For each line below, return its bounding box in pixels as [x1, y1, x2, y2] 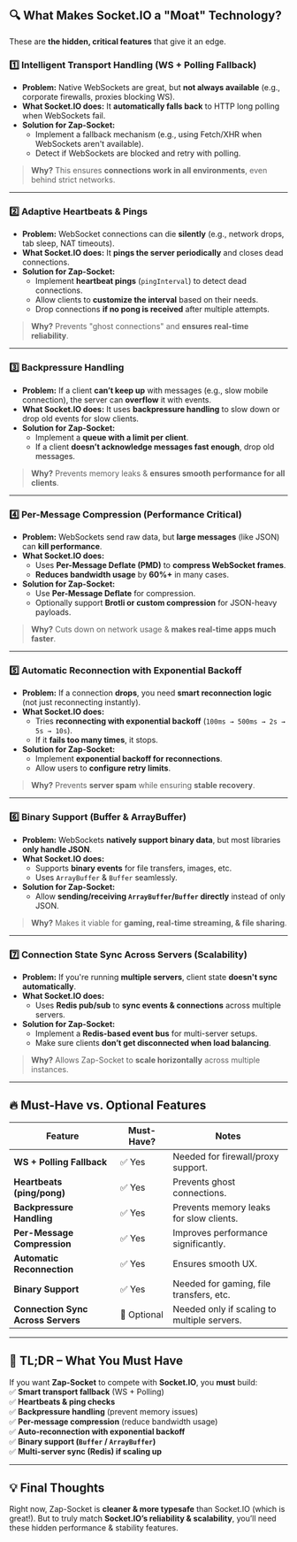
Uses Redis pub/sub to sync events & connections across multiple [34, 1000, 281, 1010]
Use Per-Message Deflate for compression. [34, 588, 196, 598]
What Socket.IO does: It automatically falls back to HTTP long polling [21, 101, 280, 111]
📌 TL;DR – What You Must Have [9, 1354, 184, 1369]
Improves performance [172, 1226, 268, 1239]
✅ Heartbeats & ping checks [9, 1396, 116, 1407]
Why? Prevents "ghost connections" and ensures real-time [30, 321, 249, 332]
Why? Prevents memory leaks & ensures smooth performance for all [30, 468, 286, 479]
